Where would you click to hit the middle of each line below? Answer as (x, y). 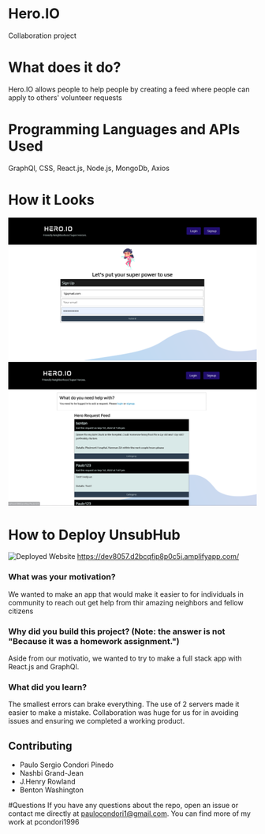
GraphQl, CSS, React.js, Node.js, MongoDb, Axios (89, 168)
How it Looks (51, 200)
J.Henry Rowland (47, 782)
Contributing (40, 746)
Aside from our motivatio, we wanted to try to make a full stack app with (125, 658)
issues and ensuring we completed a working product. (97, 721)
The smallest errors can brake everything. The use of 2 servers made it (124, 704)
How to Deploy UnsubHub (94, 535)
